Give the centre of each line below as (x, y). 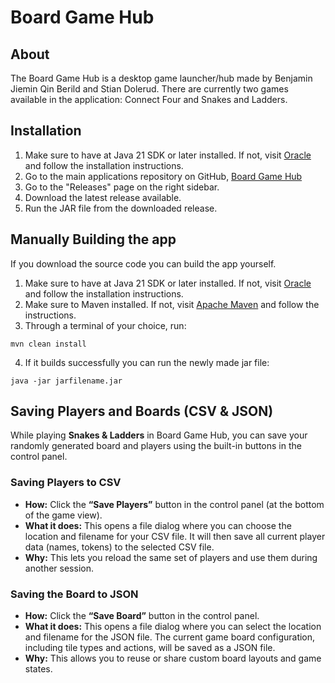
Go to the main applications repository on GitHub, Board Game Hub (163, 176)
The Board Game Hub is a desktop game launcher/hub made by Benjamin (161, 78)
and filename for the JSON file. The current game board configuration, (170, 637)
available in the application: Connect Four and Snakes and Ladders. (149, 99)
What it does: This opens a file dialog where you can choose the (158, 525)
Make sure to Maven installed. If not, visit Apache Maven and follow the (172, 304)
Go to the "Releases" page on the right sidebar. (122, 187)
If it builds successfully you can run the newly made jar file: (147, 362)
